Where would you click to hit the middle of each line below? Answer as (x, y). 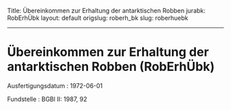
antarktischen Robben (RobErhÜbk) (111, 67)
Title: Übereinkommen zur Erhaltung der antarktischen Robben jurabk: (107, 11)
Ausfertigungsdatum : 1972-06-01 (55, 85)
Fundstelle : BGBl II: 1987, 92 (47, 99)
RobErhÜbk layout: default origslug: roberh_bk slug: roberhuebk (98, 18)
